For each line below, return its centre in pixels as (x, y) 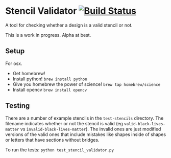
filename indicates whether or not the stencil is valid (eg (64, 123)
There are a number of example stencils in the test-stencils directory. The (84, 118)
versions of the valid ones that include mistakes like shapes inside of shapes (86, 134)
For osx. (14, 63)
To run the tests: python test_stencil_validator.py (59, 150)
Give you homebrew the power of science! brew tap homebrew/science (87, 84)
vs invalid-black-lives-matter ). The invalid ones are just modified (91, 129)
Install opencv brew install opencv (50, 89)
